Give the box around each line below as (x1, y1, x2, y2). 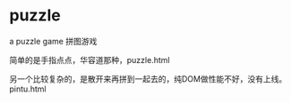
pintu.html (9, 83, 47, 94)
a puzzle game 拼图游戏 (9, 36, 98, 46)
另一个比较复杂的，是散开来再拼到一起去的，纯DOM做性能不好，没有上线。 (9, 73, 287, 84)
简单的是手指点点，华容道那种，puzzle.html (9, 54, 170, 65)
